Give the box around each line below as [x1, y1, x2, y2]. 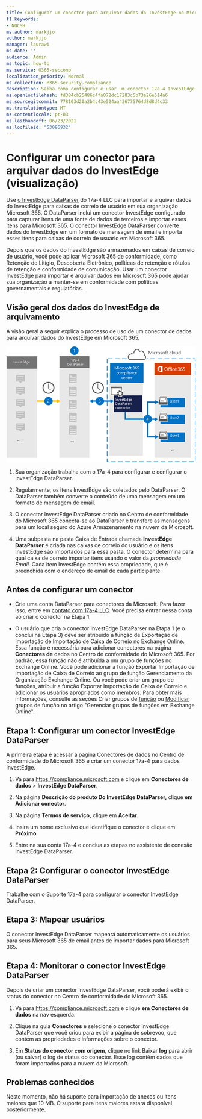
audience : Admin [6, 54, 47, 60]
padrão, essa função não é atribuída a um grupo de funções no [14, 657, 172, 664]
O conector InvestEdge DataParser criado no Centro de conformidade [14, 510, 188, 518]
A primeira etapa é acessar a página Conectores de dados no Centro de [6, 751, 185, 759]
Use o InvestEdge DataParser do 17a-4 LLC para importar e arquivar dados [6, 196, 191, 204]
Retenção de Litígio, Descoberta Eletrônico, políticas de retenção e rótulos [6, 259, 191, 266]
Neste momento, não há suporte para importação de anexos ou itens [6, 1093, 177, 1100]
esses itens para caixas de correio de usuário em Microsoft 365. [6, 235, 166, 242]
